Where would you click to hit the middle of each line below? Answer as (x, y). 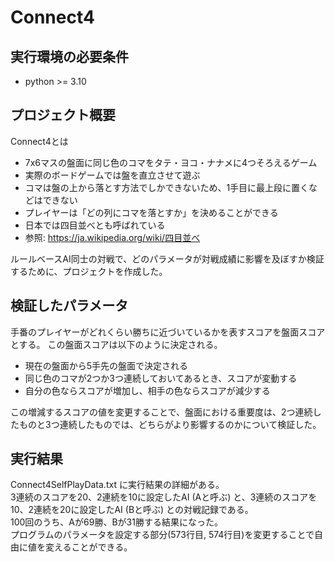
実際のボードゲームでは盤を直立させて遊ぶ (112, 175)
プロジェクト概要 (63, 115)
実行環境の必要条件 (69, 56)
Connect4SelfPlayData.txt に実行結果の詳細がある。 (117, 485)
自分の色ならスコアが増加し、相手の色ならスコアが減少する (147, 390)
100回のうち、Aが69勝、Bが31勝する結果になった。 (116, 522)
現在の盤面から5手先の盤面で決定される (106, 365)
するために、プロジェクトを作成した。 (89, 271)
